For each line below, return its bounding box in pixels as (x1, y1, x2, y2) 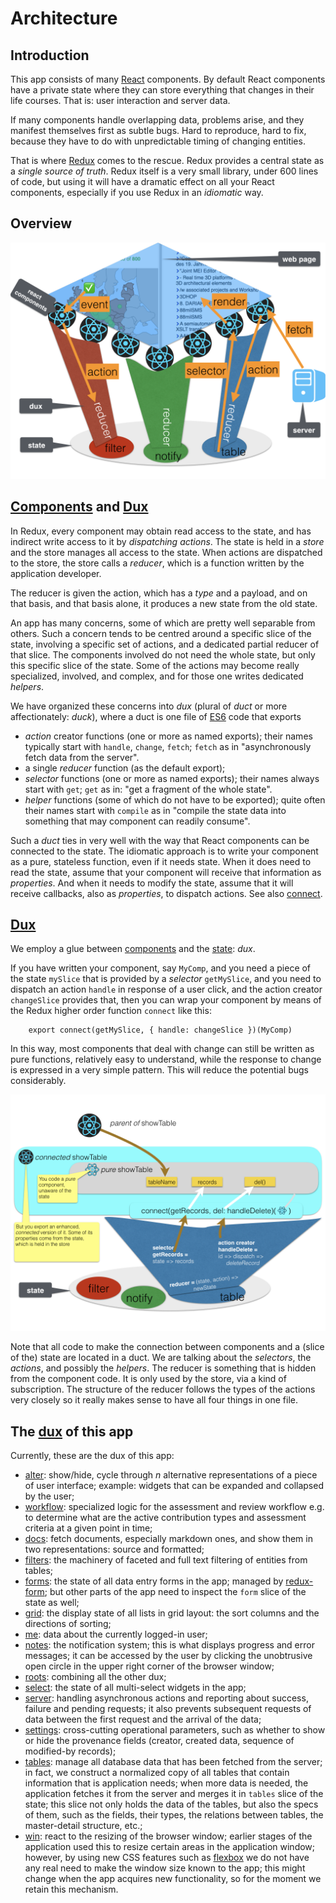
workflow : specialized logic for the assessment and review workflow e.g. (24, 1501, 325, 1513)
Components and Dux (10, 498, 149, 516)
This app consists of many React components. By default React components (10, 73, 326, 85)
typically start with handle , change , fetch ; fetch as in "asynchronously (24, 740, 312, 752)
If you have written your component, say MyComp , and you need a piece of (10, 962, 312, 974)
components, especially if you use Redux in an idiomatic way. (10, 187, 264, 198)
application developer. (10, 567, 102, 579)
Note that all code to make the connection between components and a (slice (10, 1341, 325, 1353)
